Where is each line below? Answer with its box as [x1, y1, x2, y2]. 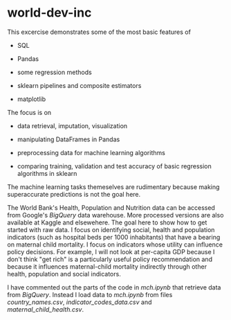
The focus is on [7, 108, 52, 116]
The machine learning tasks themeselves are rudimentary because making [7, 182, 220, 191]
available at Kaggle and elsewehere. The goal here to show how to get [7, 218, 207, 226]
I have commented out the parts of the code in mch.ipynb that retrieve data [7, 283, 221, 292]
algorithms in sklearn [17, 169, 77, 177]
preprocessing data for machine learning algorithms [17, 148, 166, 157]
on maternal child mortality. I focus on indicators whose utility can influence [7, 240, 223, 249]
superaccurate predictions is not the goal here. [7, 190, 141, 198]
